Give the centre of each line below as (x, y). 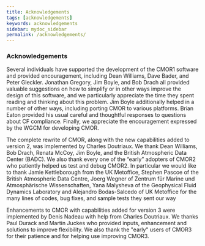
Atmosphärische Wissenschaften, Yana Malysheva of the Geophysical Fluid (102, 185)
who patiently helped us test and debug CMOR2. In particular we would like (102, 166)
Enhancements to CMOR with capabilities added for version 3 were (91, 210)
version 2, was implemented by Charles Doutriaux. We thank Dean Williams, (102, 146)
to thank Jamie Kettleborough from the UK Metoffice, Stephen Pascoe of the (102, 173)
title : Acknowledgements (38, 12)
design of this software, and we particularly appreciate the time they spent (100, 95)
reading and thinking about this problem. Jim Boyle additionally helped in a (100, 102)
